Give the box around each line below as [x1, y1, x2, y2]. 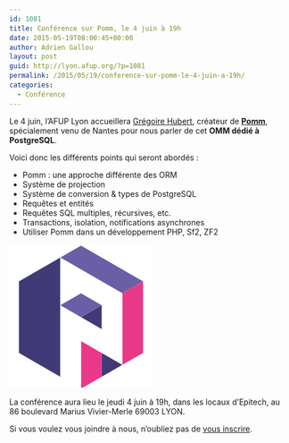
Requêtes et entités [21, 198, 94, 209]
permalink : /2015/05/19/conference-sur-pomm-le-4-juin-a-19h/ [9, 72, 245, 81]
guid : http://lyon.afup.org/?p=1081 [9, 62, 145, 71]
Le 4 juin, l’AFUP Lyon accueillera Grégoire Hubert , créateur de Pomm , [9, 115, 268, 126]
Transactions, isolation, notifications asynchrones [21, 217, 205, 227]
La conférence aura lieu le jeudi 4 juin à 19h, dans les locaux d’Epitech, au [9, 396, 281, 407]
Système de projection [21, 179, 105, 190]
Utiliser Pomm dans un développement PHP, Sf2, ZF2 [21, 226, 219, 237]
